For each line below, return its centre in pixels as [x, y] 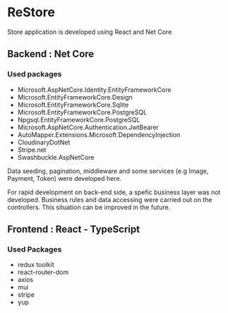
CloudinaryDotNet [44, 142]
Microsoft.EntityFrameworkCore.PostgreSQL [82, 112]
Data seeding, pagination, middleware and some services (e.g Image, [108, 171]
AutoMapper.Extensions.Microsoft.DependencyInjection [99, 134]
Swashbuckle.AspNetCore [56, 157]
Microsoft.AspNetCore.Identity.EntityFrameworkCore [94, 90]
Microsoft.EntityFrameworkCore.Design [75, 97]
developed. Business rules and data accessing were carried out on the [110, 199]
